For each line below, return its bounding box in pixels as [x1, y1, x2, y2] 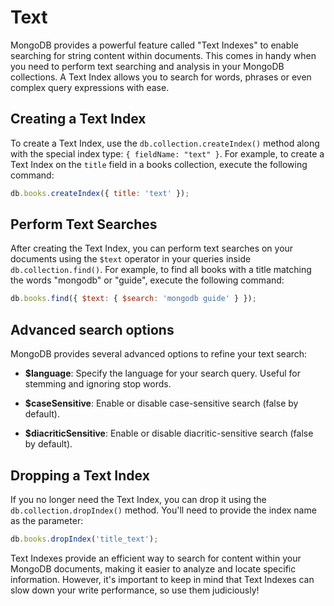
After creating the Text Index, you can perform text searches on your [10, 242, 294, 255]
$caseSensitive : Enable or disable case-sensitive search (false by [24, 397, 299, 410]
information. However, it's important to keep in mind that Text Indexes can [10, 573, 315, 585]
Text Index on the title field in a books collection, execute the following [10, 158, 308, 170]
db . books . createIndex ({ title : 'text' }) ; [10, 188, 190, 198]
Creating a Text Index [10, 111, 147, 128]
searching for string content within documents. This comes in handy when [10, 49, 317, 61]
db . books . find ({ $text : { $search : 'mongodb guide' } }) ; [10, 294, 257, 304]
